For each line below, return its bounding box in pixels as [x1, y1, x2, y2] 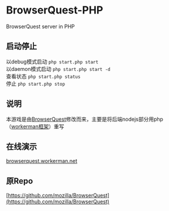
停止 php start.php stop [6, 80, 65, 87]
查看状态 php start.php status [6, 73, 81, 80]
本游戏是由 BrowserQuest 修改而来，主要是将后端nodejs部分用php [6, 115, 164, 122]
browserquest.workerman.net [6, 158, 78, 165]
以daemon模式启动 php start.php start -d [6, 65, 111, 72]
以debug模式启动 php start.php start [6, 58, 99, 65]
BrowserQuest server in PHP [6, 23, 75, 30]
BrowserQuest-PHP [6, 4, 104, 17]
